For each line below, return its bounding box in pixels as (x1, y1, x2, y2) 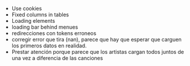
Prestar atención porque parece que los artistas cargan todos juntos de (11, 48, 184, 55)
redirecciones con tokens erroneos (11, 30, 97, 37)
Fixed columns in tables (11, 11, 69, 18)
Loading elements (11, 18, 56, 24)
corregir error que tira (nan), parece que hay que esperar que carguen (11, 36, 182, 43)
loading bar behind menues (11, 23, 78, 30)
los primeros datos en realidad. (11, 42, 87, 49)
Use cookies (11, 5, 42, 12)
